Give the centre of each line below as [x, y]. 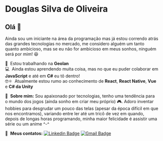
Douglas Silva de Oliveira [56, 9]
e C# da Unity [19, 87]
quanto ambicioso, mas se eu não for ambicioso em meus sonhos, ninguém [81, 49]
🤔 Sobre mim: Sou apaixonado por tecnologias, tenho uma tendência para [80, 96]
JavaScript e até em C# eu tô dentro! [43, 76]
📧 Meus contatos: [24, 133]
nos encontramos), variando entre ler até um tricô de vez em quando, [75, 114]
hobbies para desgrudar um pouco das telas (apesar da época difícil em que [82, 108]
